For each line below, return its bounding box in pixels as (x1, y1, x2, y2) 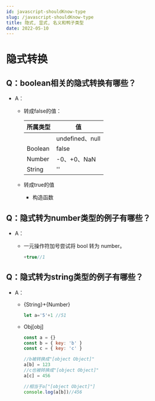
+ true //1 (23, 254, 46, 260)
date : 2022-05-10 (6, 25, 49, 31)
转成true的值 (23, 182, 54, 189)
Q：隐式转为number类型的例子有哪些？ (6, 213, 151, 223)
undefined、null (56, 135, 101, 143)
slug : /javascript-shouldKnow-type (6, 14, 94, 20)
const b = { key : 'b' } (23, 340, 83, 346)
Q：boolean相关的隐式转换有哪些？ (6, 78, 136, 88)
